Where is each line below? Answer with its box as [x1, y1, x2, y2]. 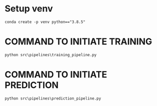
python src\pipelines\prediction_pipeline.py [4, 96, 101, 101]
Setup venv [4, 3, 53, 14]
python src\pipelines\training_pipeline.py [4, 52, 97, 57]
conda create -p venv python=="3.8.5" [4, 19, 85, 24]
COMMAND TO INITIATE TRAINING [4, 36, 152, 47]
